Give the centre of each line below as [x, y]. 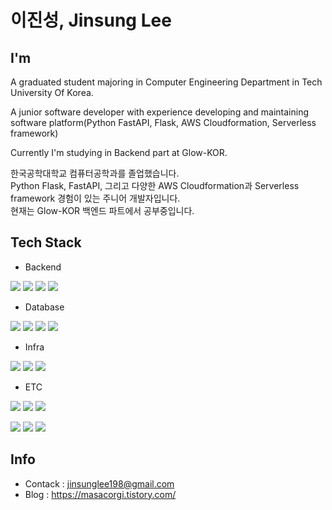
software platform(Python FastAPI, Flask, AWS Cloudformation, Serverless [163, 122]
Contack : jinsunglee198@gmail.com [99, 483]
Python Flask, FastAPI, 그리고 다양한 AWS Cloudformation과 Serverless [155, 185]
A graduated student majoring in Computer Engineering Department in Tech [166, 82]
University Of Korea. [52, 92]
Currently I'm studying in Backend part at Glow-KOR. [119, 152]
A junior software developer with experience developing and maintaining [160, 112]
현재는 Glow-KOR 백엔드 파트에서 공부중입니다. [102, 210]
